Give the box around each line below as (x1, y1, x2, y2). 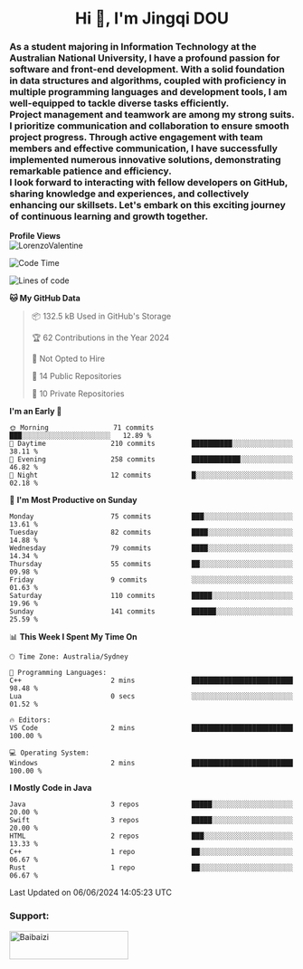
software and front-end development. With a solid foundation (9, 63, 285, 76)
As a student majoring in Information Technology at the (9, 41, 257, 53)
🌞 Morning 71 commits (9, 423, 155, 432)
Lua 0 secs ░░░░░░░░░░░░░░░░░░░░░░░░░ (9, 692, 294, 701)
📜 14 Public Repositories (31, 371, 122, 382)
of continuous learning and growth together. (9, 210, 209, 223)
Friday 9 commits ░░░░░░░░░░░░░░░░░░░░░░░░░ (9, 575, 294, 584)
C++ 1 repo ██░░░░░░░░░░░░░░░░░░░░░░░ (9, 848, 294, 857)
